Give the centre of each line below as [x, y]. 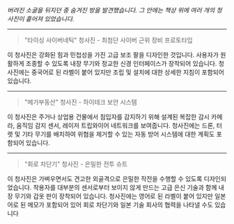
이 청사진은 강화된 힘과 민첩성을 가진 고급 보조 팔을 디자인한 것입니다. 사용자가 [113, 55]
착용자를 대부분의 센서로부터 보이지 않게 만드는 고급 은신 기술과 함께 [125, 187]
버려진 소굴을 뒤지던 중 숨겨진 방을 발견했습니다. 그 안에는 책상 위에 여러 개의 [111, 10]
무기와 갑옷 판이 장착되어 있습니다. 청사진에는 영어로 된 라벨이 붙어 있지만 [114, 196]
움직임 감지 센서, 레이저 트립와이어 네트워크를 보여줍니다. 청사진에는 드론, [116, 126]
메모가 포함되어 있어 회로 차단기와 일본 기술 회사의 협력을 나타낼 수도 [120, 205]
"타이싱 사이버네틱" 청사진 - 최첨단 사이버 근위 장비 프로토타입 [108, 40]
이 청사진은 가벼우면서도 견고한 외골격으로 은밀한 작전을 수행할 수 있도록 [105, 179]
